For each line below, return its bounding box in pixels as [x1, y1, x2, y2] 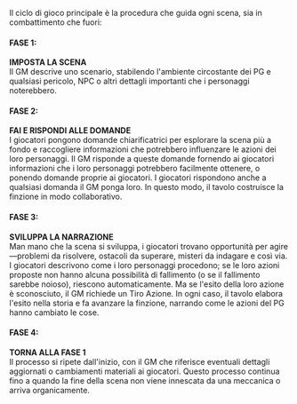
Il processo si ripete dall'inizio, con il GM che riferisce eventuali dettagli [9, 356, 270, 367]
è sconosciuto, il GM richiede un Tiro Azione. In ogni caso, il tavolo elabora [9, 288, 283, 298]
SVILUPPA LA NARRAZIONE [9, 231, 114, 242]
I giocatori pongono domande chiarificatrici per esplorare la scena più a [9, 135, 272, 146]
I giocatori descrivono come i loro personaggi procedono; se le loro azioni [9, 259, 280, 270]
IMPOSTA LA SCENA [9, 57, 87, 67]
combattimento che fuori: [9, 17, 102, 28]
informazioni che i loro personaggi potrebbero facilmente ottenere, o [9, 163, 261, 174]
